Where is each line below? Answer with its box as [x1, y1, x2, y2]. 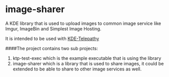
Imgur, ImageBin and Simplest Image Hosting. [5, 25, 101, 31]
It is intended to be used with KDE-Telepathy [5, 35, 99, 42]
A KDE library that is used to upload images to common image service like [5, 20, 161, 26]
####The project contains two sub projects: [5, 45, 98, 51]
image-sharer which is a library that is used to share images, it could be [12, 60, 164, 66]
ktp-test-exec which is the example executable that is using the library [12, 55, 161, 61]
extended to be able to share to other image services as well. [12, 66, 142, 72]
